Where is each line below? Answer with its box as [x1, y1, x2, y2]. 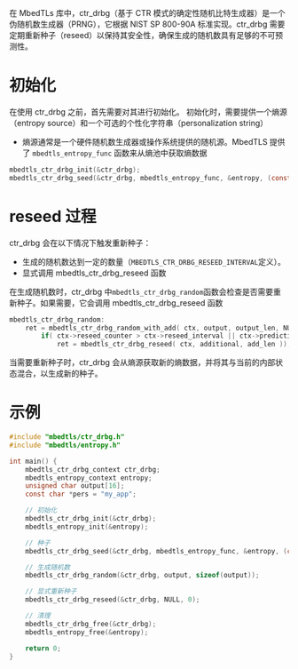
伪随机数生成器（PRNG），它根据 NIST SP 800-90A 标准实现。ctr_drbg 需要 [9, 19, 286, 29]
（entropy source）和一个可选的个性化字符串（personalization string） [9, 117, 269, 128]
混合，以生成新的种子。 [16, 368, 103, 379]
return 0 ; [25, 643, 62, 653]
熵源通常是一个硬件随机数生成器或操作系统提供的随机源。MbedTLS [21, 136, 268, 147]
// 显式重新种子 [25, 587, 77, 596]
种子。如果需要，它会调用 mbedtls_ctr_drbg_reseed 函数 [16, 297, 223, 308]
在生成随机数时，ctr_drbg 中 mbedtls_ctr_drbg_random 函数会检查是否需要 [9, 286, 274, 297]
